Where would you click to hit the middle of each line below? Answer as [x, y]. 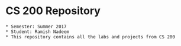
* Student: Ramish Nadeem [37, 32]
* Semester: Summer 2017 [36, 27]
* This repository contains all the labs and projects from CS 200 [90, 37]
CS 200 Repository [53, 11]
